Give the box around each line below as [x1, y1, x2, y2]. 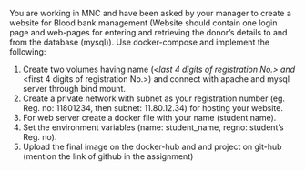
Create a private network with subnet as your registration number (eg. [22, 93, 285, 104]
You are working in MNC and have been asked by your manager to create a [9, 8, 291, 18]
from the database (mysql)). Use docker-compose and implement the [9, 36, 270, 47]
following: [9, 46, 46, 57]
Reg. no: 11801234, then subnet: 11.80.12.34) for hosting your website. [22, 103, 284, 113]
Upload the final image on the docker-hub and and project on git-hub [22, 141, 282, 152]
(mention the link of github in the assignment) [22, 151, 194, 162]
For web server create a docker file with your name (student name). [22, 113, 277, 123]
